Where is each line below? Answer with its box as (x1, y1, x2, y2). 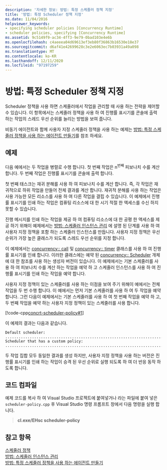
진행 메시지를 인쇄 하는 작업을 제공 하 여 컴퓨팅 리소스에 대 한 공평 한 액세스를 (5, 216, 155, 222)
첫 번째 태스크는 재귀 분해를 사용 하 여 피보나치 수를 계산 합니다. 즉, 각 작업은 (5, 180, 153, 187)
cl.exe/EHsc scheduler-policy (17, 417, 81, 424)
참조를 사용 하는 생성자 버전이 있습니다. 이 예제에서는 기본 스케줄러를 (20, 258, 154, 264)
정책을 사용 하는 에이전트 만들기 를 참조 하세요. (14, 133, 103, 139)
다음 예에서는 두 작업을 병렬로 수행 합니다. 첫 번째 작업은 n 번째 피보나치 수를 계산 (5, 163, 160, 170)
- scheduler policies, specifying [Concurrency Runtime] (5, 30, 126, 35)
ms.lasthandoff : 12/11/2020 (5, 58, 64, 63)
